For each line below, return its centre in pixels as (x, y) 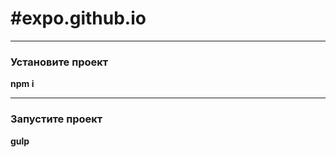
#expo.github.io (78, 18)
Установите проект (59, 62)
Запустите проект (56, 119)
